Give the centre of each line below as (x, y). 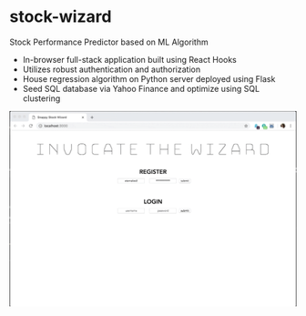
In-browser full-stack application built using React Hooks (129, 59)
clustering (41, 98)
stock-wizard (61, 17)
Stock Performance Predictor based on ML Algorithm (109, 42)
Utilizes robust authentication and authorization (112, 69)
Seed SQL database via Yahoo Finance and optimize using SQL (141, 88)
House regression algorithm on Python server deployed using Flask (149, 78)
